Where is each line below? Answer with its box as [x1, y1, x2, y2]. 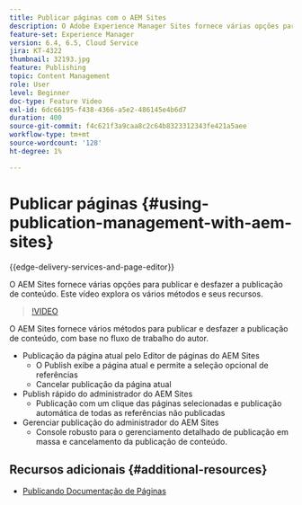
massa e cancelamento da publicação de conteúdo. [35, 436, 227, 447]
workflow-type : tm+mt [9, 130, 91, 139]
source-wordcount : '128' [9, 138, 102, 147]
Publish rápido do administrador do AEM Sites [22, 388, 193, 399]
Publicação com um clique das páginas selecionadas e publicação [35, 397, 282, 409]
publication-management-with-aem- [9, 212, 292, 233]
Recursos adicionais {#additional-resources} [9, 462, 268, 477]
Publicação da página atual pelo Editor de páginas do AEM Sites [22, 350, 261, 360]
